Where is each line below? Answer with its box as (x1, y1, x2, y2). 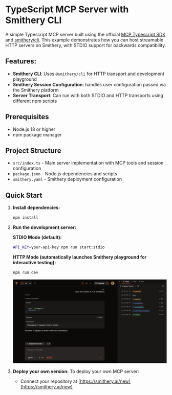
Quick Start (5, 191, 42, 200)
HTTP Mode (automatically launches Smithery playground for (12, 254, 147, 260)
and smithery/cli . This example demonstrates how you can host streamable (5, 37, 164, 43)
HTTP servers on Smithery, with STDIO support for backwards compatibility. (5, 42, 166, 48)
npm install (12, 215, 38, 220)
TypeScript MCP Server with (5, 4, 129, 15)
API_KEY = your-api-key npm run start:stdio (12, 245, 105, 250)
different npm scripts (12, 98, 57, 104)
